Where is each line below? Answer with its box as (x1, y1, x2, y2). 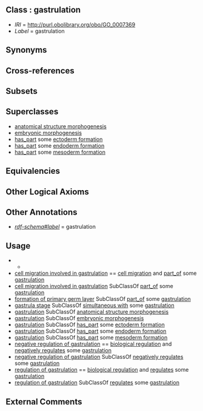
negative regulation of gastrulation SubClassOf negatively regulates (14, 353, 184, 361)
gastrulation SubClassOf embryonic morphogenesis (14, 315, 144, 322)
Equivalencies (5, 166, 60, 176)
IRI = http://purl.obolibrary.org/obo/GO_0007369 (14, 21, 136, 28)
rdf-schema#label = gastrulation (14, 223, 96, 231)
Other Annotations (5, 207, 78, 217)
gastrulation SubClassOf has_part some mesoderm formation (14, 334, 168, 341)
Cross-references (5, 65, 75, 76)
